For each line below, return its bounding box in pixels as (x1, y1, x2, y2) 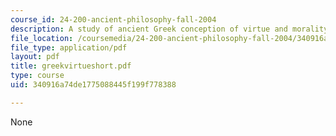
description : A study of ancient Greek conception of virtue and (10, 24, 288, 34)
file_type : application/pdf (10, 42, 128, 53)
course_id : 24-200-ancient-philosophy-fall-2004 (10, 14, 217, 25)
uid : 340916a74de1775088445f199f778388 (10, 80, 177, 90)
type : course (10, 71, 65, 81)
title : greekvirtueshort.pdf (10, 61, 132, 71)
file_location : (10, 33, 74, 43)
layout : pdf (10, 52, 60, 62)
